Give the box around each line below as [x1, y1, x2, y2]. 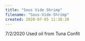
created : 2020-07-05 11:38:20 [5, 17, 70, 22]
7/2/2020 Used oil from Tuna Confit [5, 31, 80, 37]
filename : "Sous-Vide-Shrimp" [5, 12, 70, 17]
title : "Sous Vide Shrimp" [5, 7, 63, 13]
